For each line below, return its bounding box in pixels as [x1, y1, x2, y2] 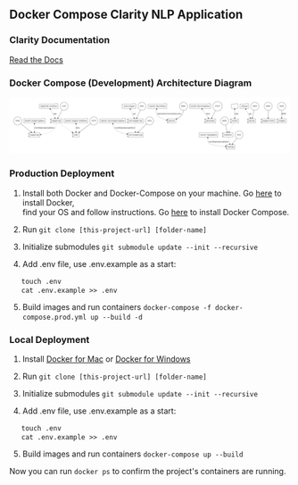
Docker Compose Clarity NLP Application [9, 7, 244, 22]
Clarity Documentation [9, 34, 111, 46]
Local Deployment [9, 333, 90, 346]
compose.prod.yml [21, 313, 87, 322]
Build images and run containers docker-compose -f [21, 301, 211, 312]
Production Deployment [9, 167, 115, 180]
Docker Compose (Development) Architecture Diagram [9, 76, 252, 88]
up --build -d [90, 313, 143, 322]
